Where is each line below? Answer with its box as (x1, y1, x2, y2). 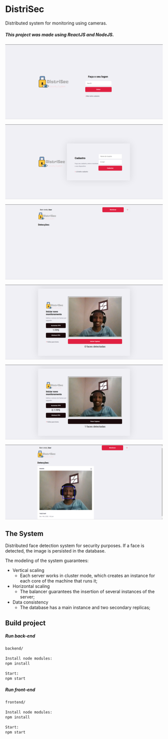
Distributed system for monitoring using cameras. (5, 20, 107, 26)
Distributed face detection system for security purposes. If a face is (5, 542, 144, 548)
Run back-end (5, 632, 35, 638)
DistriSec (5, 3, 44, 15)
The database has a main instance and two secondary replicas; (19, 604, 151, 610)
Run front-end (5, 686, 35, 692)
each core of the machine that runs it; (19, 577, 97, 583)
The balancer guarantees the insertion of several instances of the (19, 588, 155, 594)
